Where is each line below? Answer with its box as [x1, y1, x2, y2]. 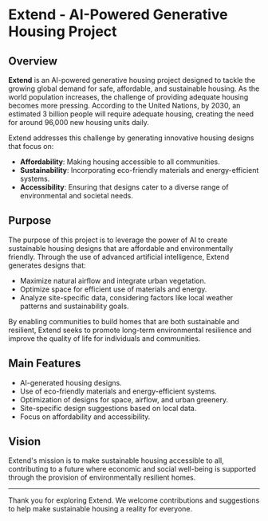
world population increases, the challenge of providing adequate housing [8, 92, 249, 101]
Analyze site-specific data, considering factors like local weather [19, 292, 234, 302]
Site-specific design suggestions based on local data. [19, 403, 197, 413]
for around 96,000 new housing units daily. [8, 118, 150, 127]
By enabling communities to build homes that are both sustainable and [8, 316, 239, 326]
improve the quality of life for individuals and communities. [8, 333, 201, 343]
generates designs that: [8, 260, 86, 270]
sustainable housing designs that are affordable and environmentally [8, 243, 234, 253]
